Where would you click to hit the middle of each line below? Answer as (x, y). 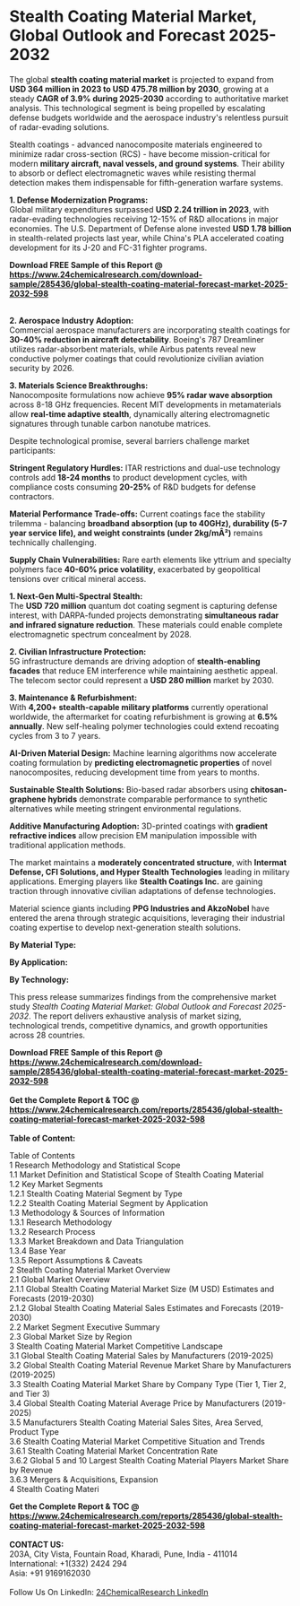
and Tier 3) (30, 1393)
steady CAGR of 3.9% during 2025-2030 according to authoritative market (149, 98)
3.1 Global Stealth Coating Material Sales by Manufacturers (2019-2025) (141, 1355)
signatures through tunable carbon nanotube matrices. (110, 423)
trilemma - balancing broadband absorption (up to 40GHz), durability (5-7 (148, 523)
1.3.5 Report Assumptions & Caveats (76, 1260)
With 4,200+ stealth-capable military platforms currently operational (139, 707)
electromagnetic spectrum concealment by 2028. (101, 634)
